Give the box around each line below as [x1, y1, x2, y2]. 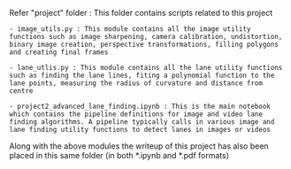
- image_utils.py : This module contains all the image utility [9, 25, 251, 34]
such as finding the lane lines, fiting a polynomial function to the [9, 71, 275, 80]
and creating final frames [9, 48, 109, 57]
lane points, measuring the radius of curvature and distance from [9, 79, 264, 88]
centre [9, 87, 34, 96]
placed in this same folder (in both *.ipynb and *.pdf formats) [9, 150, 230, 160]
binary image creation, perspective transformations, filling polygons [9, 40, 279, 49]
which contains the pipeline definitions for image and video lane [9, 110, 264, 119]
